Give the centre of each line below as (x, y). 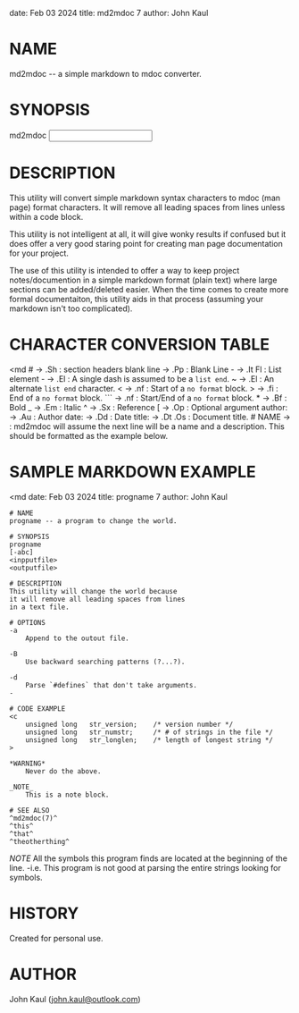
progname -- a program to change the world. (93, 521)
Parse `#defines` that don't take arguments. (112, 685)
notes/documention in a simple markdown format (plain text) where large (143, 280)
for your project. (39, 253)
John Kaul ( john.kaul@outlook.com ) (75, 999)
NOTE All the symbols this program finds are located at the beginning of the (149, 858)
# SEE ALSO (29, 810)
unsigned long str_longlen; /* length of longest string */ (149, 740)
